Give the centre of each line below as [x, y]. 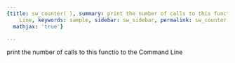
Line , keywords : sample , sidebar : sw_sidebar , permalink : [106, 20]
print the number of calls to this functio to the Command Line [95, 52]
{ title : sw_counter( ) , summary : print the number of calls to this [109, 13]
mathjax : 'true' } [38, 26]
